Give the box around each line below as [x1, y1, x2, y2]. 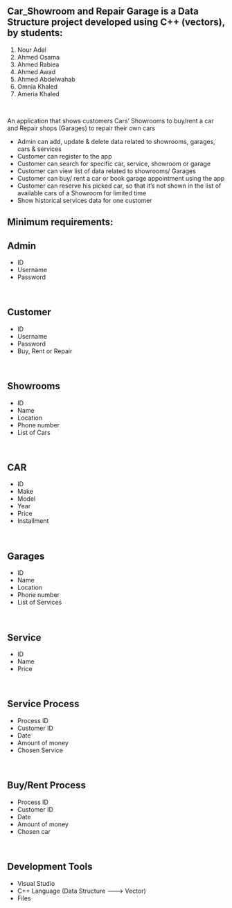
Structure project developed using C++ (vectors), [7, 17, 225, 28]
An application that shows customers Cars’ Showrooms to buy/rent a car [7, 116, 214, 125]
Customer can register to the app [17, 152, 112, 160]
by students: [7, 27, 64, 39]
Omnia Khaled [17, 82, 57, 91]
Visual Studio [17, 879, 55, 887]
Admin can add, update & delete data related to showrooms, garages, [17, 137, 216, 145]
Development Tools [7, 861, 93, 873]
